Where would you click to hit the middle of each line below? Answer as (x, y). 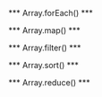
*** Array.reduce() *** (49, 83)
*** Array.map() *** (45, 30)
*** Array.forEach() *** (51, 13)
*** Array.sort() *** (44, 65)
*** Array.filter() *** (45, 48)
